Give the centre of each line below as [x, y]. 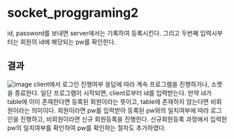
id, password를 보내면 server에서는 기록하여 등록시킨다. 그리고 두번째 [103, 33]
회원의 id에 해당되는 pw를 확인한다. [68, 42]
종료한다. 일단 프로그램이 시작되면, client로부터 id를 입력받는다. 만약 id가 [113, 93]
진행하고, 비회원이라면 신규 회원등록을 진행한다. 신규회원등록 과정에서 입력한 [124, 119]
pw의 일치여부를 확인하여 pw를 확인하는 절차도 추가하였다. [87, 128]
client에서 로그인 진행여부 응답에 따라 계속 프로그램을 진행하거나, [122, 84]
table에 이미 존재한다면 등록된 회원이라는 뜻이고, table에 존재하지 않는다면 [108, 101]
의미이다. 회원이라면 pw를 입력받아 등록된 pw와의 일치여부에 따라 [120, 110]
